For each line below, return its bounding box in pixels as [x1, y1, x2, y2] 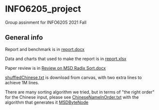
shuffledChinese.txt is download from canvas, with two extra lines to [5, 74, 142, 80]
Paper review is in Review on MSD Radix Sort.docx [5, 65, 106, 71]
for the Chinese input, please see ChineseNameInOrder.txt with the [5, 94, 139, 100]
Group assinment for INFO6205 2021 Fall [5, 19, 87, 25]
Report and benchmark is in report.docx [5, 46, 85, 52]
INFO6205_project [5, 3, 81, 15]
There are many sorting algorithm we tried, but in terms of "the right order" [5, 89, 155, 95]
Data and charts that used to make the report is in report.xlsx [5, 56, 127, 62]
